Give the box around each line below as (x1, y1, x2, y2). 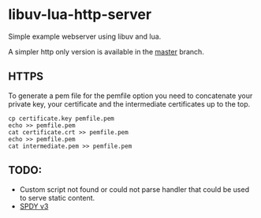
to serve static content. (19, 193, 95, 202)
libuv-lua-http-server (8, 6, 152, 24)
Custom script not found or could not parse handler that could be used (19, 184, 250, 194)
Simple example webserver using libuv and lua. (8, 32, 162, 41)
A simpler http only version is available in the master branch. (8, 47, 205, 56)
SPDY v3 (19, 201, 49, 211)
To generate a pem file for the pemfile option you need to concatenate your (8, 91, 253, 100)
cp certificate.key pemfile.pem (8, 115, 114, 122)
